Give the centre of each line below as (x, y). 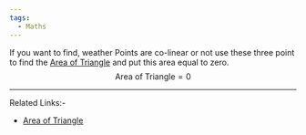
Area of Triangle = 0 (153, 76)
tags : (20, 18)
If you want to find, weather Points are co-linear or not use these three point (152, 52)
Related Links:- (38, 102)
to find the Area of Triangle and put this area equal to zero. (119, 62)
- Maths (32, 26)
